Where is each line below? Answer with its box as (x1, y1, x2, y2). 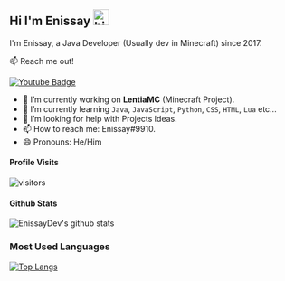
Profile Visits (9, 157, 59, 168)
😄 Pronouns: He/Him (22, 136, 102, 147)
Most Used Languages (9, 240, 110, 253)
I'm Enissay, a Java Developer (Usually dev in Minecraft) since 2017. (9, 37, 262, 48)
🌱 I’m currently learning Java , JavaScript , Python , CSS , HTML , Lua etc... (22, 103, 278, 114)
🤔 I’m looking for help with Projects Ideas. (22, 113, 178, 124)
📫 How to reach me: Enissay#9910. (22, 123, 157, 134)
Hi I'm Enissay (9, 14, 91, 29)
